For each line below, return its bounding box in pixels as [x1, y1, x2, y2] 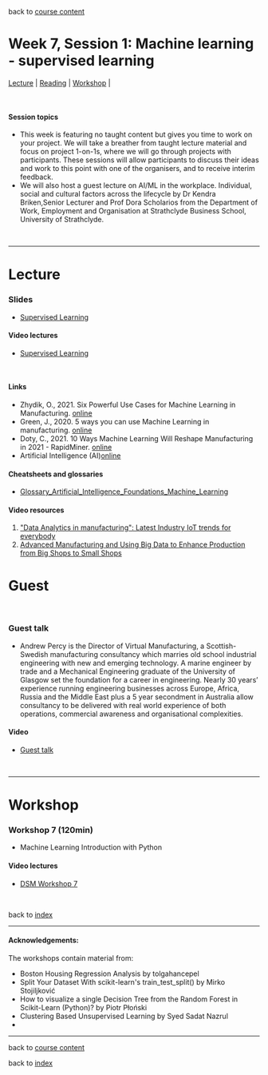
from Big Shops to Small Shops [19, 548, 122, 558]
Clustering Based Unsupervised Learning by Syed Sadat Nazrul [19, 1011, 229, 1021]
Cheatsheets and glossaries [8, 469, 104, 479]
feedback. [19, 172, 53, 182]
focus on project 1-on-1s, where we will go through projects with [19, 147, 231, 157]
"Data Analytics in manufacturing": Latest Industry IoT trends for [19, 523, 231, 532]
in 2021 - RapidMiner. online [19, 443, 112, 452]
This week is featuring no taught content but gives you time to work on [19, 129, 253, 139]
